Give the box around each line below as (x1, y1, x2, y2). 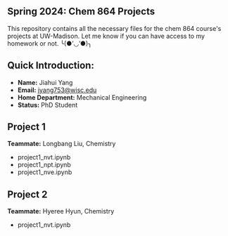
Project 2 (7, 188, 48, 200)
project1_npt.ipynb (17, 161, 72, 169)
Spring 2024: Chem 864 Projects (7, 6, 156, 18)
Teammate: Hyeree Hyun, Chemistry (7, 207, 115, 216)
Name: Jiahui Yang (17, 78, 73, 86)
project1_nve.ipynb (17, 168, 72, 176)
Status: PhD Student (17, 100, 78, 109)
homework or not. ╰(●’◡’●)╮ (7, 39, 92, 48)
